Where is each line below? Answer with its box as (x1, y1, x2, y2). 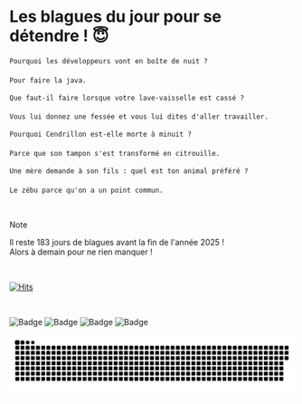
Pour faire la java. (9, 75, 88, 85)
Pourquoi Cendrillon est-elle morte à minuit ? (9, 130, 193, 139)
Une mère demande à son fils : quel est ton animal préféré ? (9, 166, 249, 176)
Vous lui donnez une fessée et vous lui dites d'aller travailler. (9, 112, 269, 121)
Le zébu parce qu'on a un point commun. (9, 186, 165, 195)
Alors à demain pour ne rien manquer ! (9, 246, 153, 257)
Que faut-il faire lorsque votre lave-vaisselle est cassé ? (9, 93, 245, 102)
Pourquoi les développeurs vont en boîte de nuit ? (9, 56, 208, 65)
